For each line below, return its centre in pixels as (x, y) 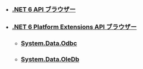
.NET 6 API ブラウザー (44, 9)
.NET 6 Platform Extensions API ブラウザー (74, 27)
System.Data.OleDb (50, 59)
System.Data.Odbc (49, 43)
